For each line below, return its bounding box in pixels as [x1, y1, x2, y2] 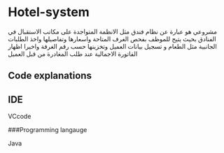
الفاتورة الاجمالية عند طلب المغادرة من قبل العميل [8, 50, 138, 58]
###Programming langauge [8, 126, 87, 134]
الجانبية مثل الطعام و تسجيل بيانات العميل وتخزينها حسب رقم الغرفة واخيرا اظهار [8, 42, 218, 50]
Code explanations [8, 70, 92, 82]
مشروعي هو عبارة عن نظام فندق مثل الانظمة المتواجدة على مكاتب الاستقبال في [8, 27, 218, 36]
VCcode [8, 112, 31, 121]
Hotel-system [8, 4, 90, 20]
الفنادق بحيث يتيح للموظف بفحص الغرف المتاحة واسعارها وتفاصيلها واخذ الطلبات [8, 34, 216, 43]
